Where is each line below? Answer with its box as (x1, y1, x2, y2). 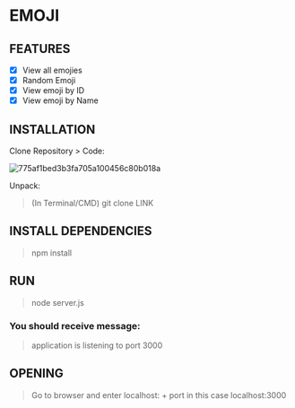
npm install (30, 247, 73, 258)
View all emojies (22, 65, 82, 75)
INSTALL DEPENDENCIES (9, 223, 152, 239)
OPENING (9, 366, 65, 381)
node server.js (30, 297, 85, 308)
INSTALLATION (9, 122, 96, 137)
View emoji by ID (22, 85, 85, 96)
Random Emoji (22, 75, 76, 86)
